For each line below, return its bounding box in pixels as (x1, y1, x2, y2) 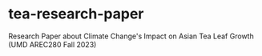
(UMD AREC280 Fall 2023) (8, 39, 97, 49)
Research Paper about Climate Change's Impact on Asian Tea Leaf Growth (8, 31, 254, 41)
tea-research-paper (8, 5, 144, 23)
